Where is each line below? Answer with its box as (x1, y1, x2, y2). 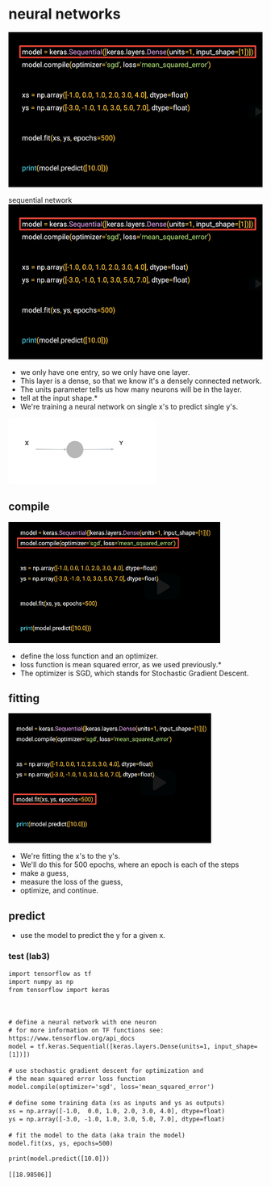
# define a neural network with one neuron (8, 1019, 157, 1027)
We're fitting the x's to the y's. (19, 852, 121, 861)
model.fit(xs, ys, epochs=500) (8, 1140, 114, 1148)
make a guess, (19, 868, 69, 878)
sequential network (8, 195, 73, 204)
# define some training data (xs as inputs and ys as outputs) (8, 1100, 226, 1108)
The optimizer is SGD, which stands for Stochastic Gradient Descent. (19, 668, 249, 678)
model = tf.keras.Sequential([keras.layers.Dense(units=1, (8, 1043, 211, 1051)
